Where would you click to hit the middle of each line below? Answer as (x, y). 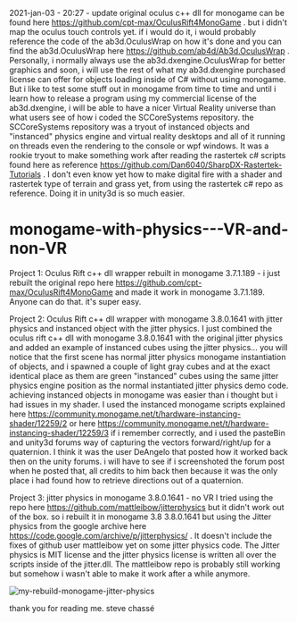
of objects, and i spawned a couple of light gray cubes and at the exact (140, 366)
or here (82, 423)
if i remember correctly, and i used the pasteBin (198, 433)
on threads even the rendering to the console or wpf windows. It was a (139, 146)
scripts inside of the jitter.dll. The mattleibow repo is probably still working (145, 564)
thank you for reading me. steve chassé (82, 608)
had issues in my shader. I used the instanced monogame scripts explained (147, 404)
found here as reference (54, 165)
